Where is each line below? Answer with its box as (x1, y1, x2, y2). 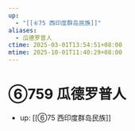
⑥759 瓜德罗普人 (8, 85, 127, 103)
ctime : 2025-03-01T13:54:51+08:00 (8, 41, 123, 49)
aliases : (8, 26, 37, 34)
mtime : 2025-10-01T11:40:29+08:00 (8, 48, 123, 56)
